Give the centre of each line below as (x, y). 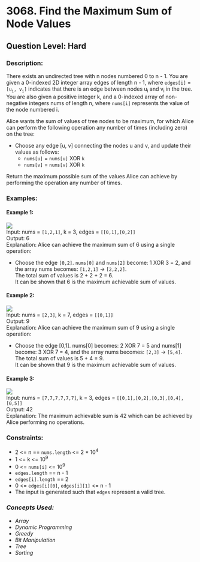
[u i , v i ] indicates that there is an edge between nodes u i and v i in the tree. (99, 89)
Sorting (24, 552)
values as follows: (37, 152)
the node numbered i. (33, 109)
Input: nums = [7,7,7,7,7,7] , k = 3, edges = (61, 398)
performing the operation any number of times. (64, 183)
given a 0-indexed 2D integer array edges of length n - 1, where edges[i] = (99, 82)
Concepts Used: (30, 507)
